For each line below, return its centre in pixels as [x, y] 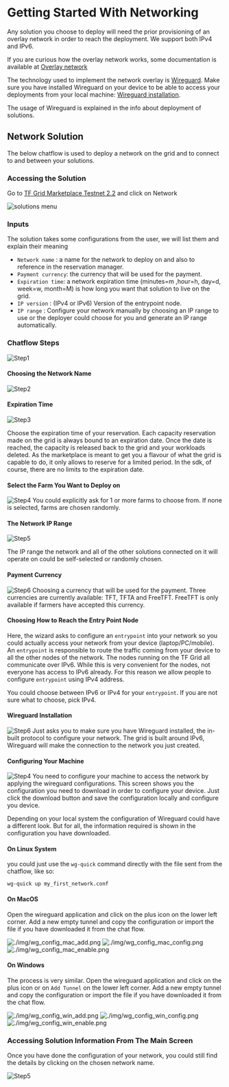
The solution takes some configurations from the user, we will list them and [113, 239]
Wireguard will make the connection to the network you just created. [104, 746]
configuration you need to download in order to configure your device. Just [113, 791]
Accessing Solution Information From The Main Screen [100, 1040]
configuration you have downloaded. [59, 833]
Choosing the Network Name [49, 374]
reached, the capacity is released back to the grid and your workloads [106, 448]
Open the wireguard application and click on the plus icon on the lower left [112, 914]
